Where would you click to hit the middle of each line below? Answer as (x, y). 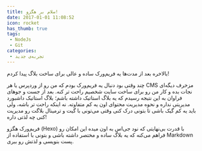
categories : (22, 51)
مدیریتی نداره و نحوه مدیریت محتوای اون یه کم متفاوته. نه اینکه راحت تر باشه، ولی (99, 104)
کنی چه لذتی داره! (27, 117)
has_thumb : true (27, 28)
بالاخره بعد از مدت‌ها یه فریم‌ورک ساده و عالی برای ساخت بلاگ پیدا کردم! (88, 73)
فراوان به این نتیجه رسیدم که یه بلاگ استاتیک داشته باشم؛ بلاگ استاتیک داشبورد (95, 98)
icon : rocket (23, 23)
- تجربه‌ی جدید (27, 56)
